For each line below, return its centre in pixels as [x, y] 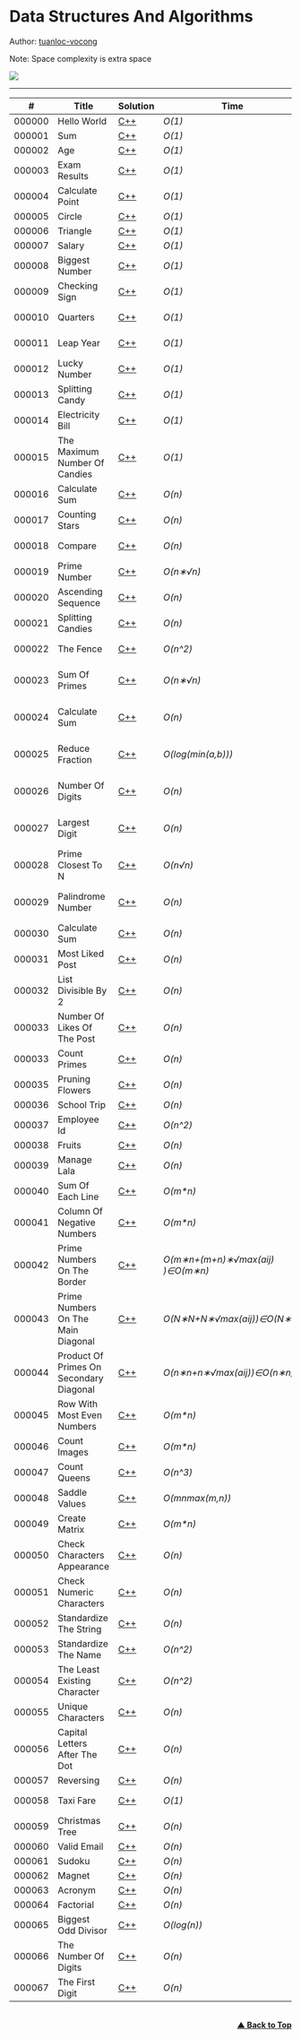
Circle [70, 216]
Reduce [74, 748]
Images [73, 1452]
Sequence [79, 602]
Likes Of [75, 1027]
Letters [73, 1743]
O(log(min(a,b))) [198, 754]
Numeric [76, 1592]
